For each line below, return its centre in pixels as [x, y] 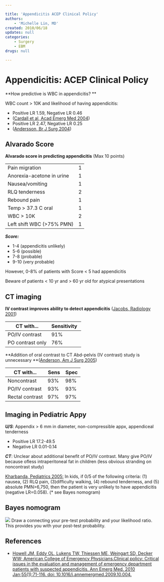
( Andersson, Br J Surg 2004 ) [42, 129]
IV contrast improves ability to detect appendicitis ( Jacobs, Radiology [78, 309]
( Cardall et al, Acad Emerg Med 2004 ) [51, 118]
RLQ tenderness [27, 192]
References [23, 541]
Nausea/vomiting [27, 184]
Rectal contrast [25, 397]
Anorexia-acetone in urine [38, 176]
